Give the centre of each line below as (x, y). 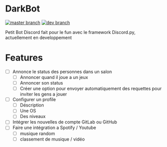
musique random (37, 133)
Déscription (32, 105)
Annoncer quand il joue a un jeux (54, 77)
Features (24, 58)
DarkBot (23, 9)
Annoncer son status (41, 83)
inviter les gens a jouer (43, 94)
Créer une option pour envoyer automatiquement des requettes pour (91, 88)
